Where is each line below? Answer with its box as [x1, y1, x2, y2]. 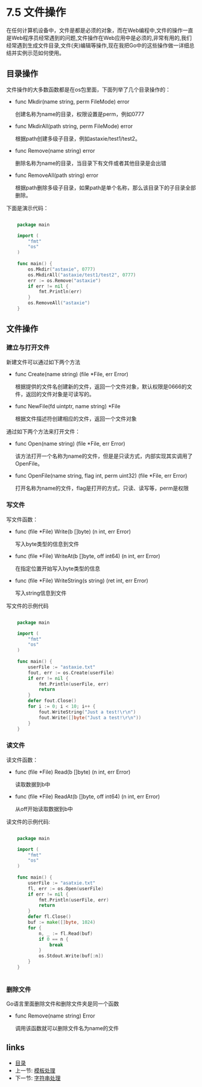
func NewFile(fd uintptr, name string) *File [14, 402, 121, 409]
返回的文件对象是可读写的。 [25, 390, 95, 397]
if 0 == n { [38, 936, 69, 942]
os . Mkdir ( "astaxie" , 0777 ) [28, 266, 96, 272]
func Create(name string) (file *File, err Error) [14, 370, 128, 377]
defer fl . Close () [28, 914, 71, 920]
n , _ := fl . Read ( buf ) [38, 931, 93, 937]
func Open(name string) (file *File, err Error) [14, 440, 125, 447]
